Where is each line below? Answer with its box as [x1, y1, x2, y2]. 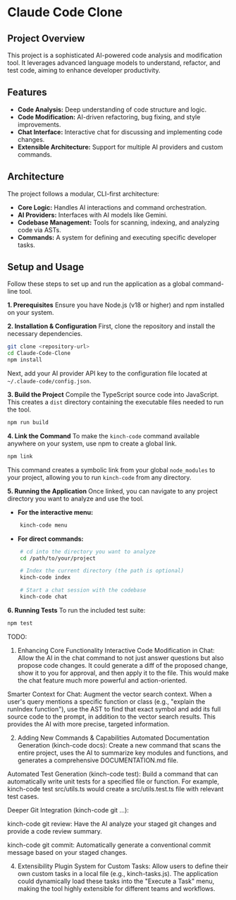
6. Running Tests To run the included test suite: [7, 606, 146, 614]
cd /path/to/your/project [20, 555, 97, 562]
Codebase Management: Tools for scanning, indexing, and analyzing [17, 218, 220, 227]
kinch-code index [20, 574, 71, 581]
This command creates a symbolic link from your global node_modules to [7, 465, 216, 474]
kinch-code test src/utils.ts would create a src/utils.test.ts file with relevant [7, 784, 224, 793]
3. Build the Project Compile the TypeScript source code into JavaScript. [7, 390, 219, 399]
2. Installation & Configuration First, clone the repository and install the [7, 322, 216, 330]
